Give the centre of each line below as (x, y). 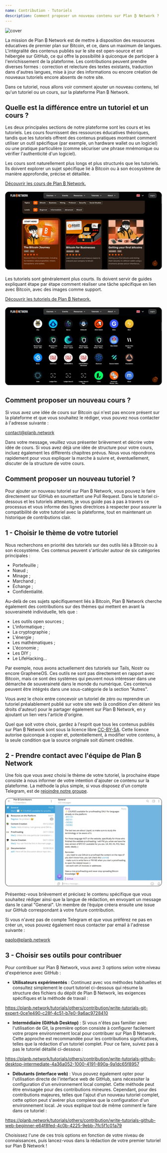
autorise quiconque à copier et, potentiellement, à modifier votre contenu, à (83, 735)
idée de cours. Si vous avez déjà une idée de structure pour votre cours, (79, 447)
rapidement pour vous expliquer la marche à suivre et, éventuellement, (78, 458)
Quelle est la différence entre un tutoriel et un (77, 108)
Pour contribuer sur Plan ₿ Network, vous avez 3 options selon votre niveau (83, 967)
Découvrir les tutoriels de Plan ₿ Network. (48, 299)
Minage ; (21, 576)
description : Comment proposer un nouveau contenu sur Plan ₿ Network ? (82, 16)
